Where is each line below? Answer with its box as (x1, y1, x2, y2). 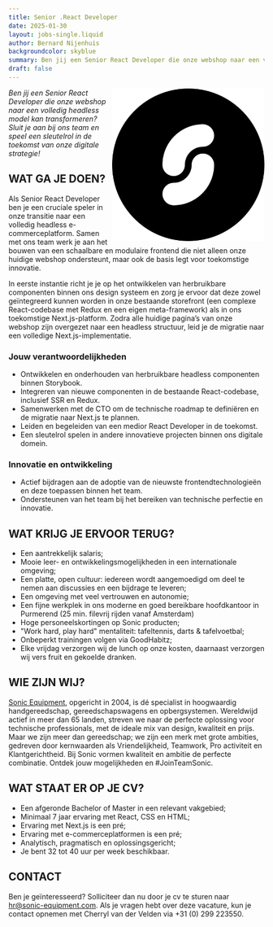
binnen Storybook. (19, 378, 83, 387)
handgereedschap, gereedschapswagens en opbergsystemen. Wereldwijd (8, 706, 258, 715)
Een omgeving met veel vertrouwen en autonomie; (19, 592, 189, 601)
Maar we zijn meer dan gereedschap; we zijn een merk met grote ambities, (8, 732, 259, 741)
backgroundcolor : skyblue (8, 47, 96, 56)
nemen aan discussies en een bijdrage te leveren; (19, 583, 187, 593)
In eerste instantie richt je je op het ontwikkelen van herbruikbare (8, 278, 226, 288)
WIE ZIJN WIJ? (8, 676, 85, 689)
